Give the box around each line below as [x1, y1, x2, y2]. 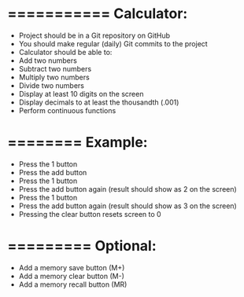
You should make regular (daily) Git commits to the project [18, 38, 208, 48]
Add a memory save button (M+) [18, 262, 125, 272]
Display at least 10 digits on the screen [18, 89, 144, 98]
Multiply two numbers [18, 72, 90, 82]
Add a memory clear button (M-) [18, 271, 125, 280]
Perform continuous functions [18, 105, 116, 115]
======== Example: [7, 134, 148, 152]
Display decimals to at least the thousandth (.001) [18, 97, 179, 107]
